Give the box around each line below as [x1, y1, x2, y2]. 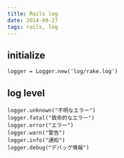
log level [7, 87, 46, 99]
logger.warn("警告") [7, 129, 66, 136]
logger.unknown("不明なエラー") [7, 107, 97, 114]
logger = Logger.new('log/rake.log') [7, 68, 118, 75]
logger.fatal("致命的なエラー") [7, 114, 95, 121]
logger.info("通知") [7, 137, 66, 144]
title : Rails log [7, 10, 58, 18]
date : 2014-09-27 [7, 17, 58, 24]
